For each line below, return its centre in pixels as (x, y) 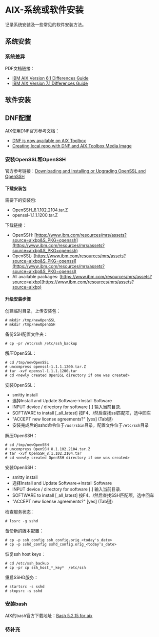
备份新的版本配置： (24, 531)
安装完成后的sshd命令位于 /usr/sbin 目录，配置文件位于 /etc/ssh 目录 (80, 425)
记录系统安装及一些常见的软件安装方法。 (46, 24)
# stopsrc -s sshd (24, 591)
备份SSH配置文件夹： (27, 334)
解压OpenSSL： (21, 353)
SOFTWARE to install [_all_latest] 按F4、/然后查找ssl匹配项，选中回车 (81, 413)
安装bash (16, 604)
